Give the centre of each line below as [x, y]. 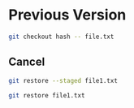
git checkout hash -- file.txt [61, 37]
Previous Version [67, 15]
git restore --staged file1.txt [63, 80]
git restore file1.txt [47, 95]
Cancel [27, 62]
